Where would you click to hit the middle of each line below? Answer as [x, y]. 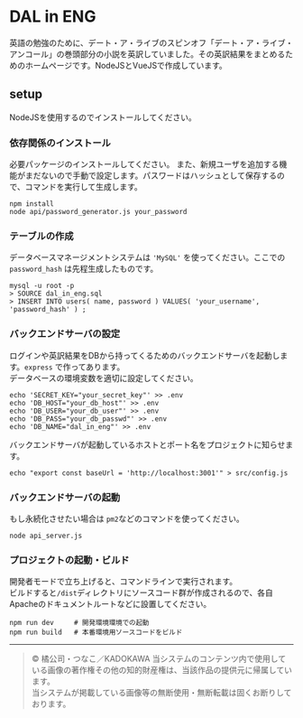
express [38, 368]
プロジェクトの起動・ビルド [69, 560]
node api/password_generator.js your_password [98, 212]
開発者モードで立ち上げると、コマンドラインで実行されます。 [124, 582]
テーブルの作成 [41, 236]
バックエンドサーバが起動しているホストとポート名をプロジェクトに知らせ [147, 444]
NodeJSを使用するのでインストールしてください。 [103, 117]
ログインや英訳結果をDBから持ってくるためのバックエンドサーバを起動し [145, 355]
